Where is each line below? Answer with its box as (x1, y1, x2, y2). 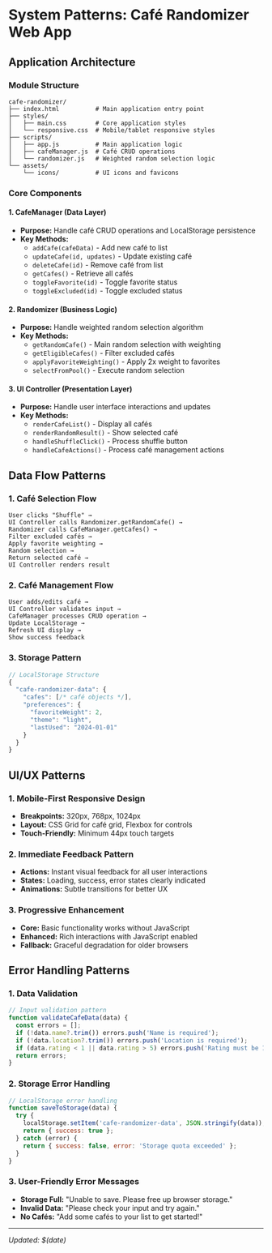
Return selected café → (8, 554, 89, 562)
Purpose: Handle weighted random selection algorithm (19, 323, 204, 332)
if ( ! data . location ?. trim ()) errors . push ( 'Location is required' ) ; (15, 1036, 249, 1045)
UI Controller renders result (8, 561, 111, 569)
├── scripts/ (8, 133, 53, 141)
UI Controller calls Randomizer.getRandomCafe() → (8, 519, 183, 527)
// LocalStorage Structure (8, 670, 100, 678)
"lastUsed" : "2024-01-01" (29, 723, 117, 731)
